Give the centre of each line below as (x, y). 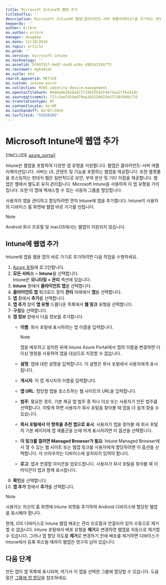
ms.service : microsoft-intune (37, 56)
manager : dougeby (23, 38)
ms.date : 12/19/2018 (27, 42)
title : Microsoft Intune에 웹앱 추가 (42, 10)
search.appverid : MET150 (31, 78)
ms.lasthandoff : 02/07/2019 (34, 111)
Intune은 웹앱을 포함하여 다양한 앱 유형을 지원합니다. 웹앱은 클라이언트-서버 (78, 165)
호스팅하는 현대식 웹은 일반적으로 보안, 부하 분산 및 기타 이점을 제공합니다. (82, 178)
